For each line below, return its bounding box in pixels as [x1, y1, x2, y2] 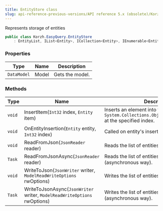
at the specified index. [104, 117, 155, 124]
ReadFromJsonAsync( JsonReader [24, 153, 100, 160]
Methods [5, 85, 27, 92]
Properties [5, 50, 31, 57]
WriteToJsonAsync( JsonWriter [24, 185, 94, 192]
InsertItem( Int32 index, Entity [24, 109, 93, 115]
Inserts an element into [104, 106, 157, 113]
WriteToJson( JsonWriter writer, [24, 167, 96, 174]
